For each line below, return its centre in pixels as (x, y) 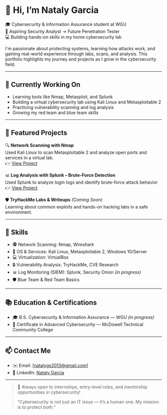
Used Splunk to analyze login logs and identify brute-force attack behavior (82, 182)
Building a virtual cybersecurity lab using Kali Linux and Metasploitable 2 (87, 102)
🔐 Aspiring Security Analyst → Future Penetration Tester (63, 31)
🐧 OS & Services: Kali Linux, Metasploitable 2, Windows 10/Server (80, 252)
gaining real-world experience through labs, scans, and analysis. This (76, 54)
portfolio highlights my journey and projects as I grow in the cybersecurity (81, 59)
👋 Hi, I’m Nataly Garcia (52, 10)
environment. (19, 212)
